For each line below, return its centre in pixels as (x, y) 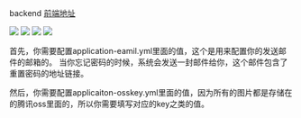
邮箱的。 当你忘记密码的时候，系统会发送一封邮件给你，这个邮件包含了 (156, 62)
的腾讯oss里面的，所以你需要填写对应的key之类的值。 (109, 104)
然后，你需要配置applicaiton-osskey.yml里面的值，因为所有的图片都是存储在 (151, 92)
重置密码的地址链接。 (49, 73)
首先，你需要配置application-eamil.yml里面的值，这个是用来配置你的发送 (144, 51)
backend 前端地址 (42, 13)
